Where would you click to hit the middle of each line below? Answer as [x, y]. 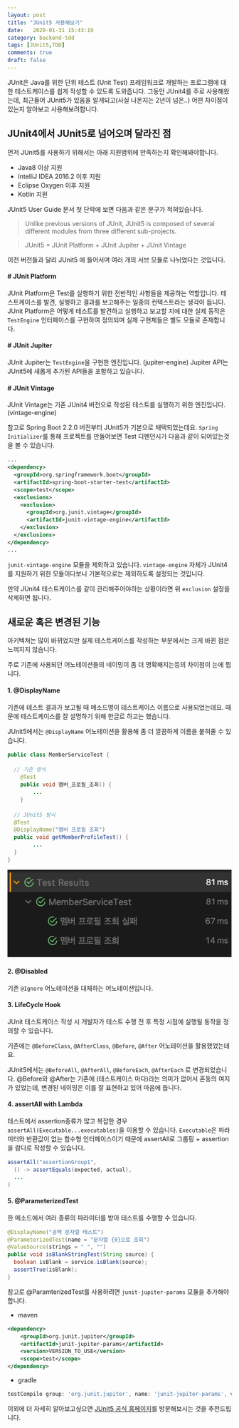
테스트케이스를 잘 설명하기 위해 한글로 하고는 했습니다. [95, 716]
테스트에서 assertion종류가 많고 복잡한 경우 [68, 1121]
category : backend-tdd [41, 38]
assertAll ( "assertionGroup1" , [52, 1163]
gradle [27, 1380]
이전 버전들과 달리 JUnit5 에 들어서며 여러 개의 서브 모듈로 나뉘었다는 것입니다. [116, 260]
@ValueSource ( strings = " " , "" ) [57, 1247]
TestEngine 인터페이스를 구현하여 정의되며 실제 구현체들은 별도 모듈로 [104, 320]
